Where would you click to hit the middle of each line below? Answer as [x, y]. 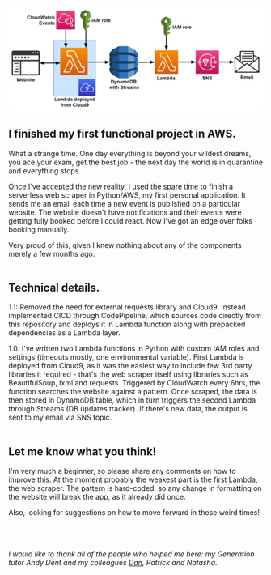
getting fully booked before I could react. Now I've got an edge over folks [131, 220]
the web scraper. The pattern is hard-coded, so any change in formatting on [135, 488]
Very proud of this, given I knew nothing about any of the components [125, 245]
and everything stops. [45, 170]
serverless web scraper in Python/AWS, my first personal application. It [127, 195]
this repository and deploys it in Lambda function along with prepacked [127, 324]
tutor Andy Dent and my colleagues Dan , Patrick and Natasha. [113, 563]
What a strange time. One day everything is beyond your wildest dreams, [130, 153]
